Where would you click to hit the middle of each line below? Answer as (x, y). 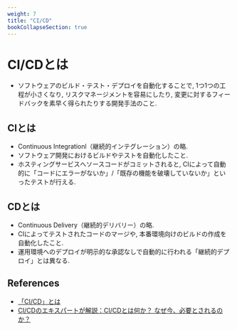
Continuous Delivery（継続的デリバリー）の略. (86, 225)
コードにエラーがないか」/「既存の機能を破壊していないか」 (125, 173)
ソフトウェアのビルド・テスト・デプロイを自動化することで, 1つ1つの (118, 85)
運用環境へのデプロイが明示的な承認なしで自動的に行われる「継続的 (117, 251)
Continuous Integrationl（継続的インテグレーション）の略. (103, 147)
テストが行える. (53, 182)
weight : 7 (22, 14)
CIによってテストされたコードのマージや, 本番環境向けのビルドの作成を (122, 234)
